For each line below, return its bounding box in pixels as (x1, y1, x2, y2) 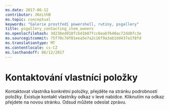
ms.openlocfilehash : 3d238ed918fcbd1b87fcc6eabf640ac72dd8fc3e (5, 31, 142, 36)
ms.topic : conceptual (5, 17, 51, 22)
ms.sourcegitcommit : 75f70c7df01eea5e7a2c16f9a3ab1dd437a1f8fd (5, 36, 142, 41)
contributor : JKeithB (5, 12, 51, 17)
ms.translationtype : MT (5, 41, 56, 46)
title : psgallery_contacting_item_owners (5, 26, 94, 31)
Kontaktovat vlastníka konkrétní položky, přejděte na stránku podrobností (5, 88, 158, 94)
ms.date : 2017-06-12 (5, 7, 49, 13)
